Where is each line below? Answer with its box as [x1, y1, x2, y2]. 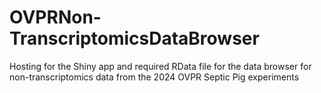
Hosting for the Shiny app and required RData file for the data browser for [9, 60, 312, 72]
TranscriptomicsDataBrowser [9, 27, 260, 50]
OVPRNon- [9, 6, 102, 29]
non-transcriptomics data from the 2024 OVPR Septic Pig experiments [9, 71, 300, 83]
